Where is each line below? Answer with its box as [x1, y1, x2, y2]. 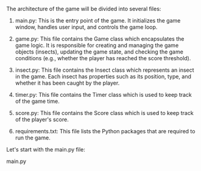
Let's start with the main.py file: [6, 146, 85, 153]
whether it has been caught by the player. [15, 79, 120, 86]
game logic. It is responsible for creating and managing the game [15, 42, 179, 49]
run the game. [15, 134, 51, 141]
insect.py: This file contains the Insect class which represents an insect [15, 66, 194, 74]
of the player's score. [15, 116, 69, 123]
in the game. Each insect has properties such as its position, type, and [15, 73, 192, 80]
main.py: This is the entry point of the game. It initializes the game [15, 17, 181, 24]
